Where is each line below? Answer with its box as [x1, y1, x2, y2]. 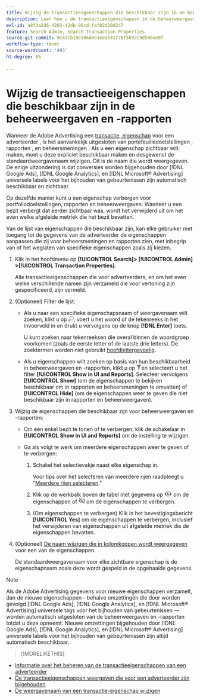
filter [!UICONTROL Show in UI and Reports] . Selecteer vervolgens [23, 371, 189, 378]
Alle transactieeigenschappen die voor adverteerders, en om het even [14, 273, 186, 280]
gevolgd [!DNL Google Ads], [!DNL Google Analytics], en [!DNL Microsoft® [6, 600, 189, 607]
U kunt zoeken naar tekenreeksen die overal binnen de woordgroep [23, 334, 189, 341]
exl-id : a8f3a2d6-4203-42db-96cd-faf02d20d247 [6, 22, 124, 28]
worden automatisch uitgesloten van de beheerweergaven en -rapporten [6, 613, 185, 620]
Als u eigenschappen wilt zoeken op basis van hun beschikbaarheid [23, 357, 190, 365]
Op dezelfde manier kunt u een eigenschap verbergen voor [6, 194, 152, 201]
